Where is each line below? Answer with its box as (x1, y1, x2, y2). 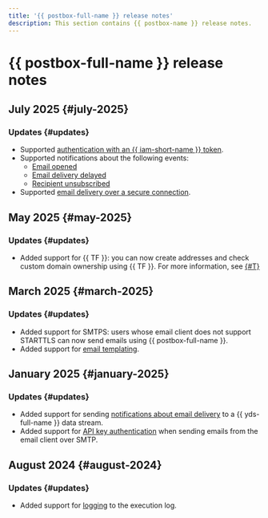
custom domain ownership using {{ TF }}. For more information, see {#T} (19, 261, 260, 271)
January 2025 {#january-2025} (8, 367, 170, 381)
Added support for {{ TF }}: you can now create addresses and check (19, 253, 250, 263)
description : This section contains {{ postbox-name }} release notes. (8, 19, 252, 27)
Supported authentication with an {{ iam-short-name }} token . (19, 145, 224, 155)
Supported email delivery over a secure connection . (19, 188, 191, 197)
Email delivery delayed (31, 170, 106, 180)
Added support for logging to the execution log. (19, 500, 178, 510)
